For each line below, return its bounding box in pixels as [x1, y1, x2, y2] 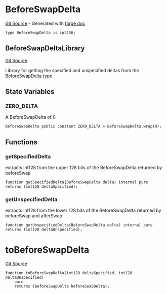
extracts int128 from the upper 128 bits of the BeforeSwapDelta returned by [5, 165, 162, 171]
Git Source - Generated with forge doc [5, 20, 86, 26]
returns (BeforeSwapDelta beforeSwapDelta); [14, 284, 110, 289]
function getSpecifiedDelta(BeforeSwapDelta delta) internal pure [5, 180, 148, 185]
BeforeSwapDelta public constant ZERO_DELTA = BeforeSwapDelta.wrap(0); [5, 124, 162, 129]
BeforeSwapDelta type [5, 73, 53, 79]
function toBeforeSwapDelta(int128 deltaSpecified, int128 [5, 271, 133, 276]
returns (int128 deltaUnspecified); [5, 227, 82, 232]
